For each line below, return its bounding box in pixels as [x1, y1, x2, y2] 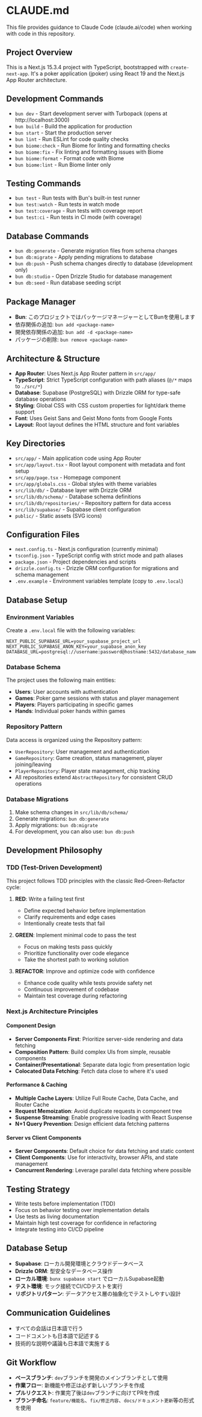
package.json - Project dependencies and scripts [14, 558, 136, 565]
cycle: [6, 884, 21, 891]
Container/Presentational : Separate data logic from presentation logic [14, 1061, 191, 1068]
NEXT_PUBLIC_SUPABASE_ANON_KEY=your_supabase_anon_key [6, 644, 147, 650]
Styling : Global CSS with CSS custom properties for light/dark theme [14, 401, 186, 409]
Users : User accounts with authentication [14, 688, 118, 696]
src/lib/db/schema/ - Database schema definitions [14, 492, 141, 500]
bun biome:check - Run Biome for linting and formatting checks [14, 142, 170, 149]
